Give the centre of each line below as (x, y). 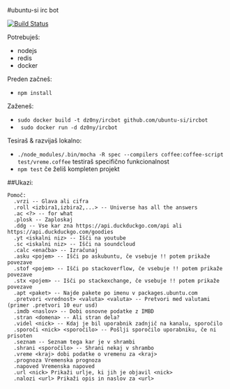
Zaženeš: (21, 106)
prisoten (20, 336)
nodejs (27, 51)
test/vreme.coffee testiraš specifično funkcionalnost (93, 161)
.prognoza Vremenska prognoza (57, 360)
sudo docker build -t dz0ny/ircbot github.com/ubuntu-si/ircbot (113, 120)
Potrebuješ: (24, 37)
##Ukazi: (20, 182)
